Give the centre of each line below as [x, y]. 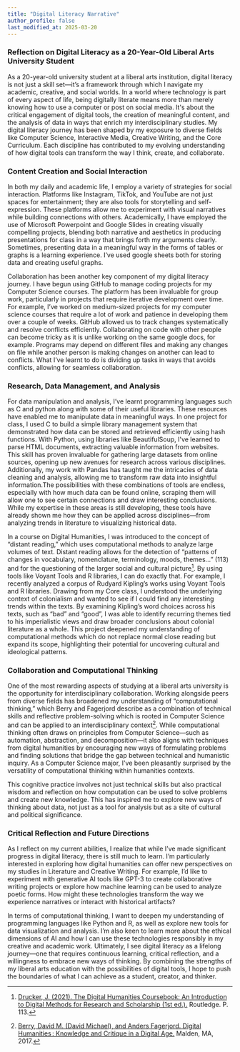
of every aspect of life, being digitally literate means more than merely [110, 99]
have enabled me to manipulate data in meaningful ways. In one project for [117, 417]
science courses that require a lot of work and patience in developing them [118, 314]
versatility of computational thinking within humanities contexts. [101, 770]
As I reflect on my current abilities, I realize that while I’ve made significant [117, 849]
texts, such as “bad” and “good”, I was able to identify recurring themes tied [119, 613]
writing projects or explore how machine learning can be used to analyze [115, 887]
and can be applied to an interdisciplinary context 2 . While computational [114, 724]
